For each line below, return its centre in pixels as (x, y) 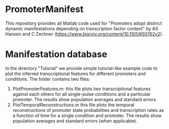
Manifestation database (56, 54)
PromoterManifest (44, 9)
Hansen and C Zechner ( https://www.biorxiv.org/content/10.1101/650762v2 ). (84, 34)
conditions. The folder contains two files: (48, 79)
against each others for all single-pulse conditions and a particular (81, 94)
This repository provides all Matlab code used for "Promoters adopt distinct (84, 23)
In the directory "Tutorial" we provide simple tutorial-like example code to (81, 68)
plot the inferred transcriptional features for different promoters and (75, 74)
